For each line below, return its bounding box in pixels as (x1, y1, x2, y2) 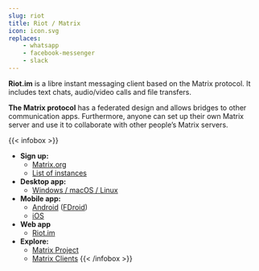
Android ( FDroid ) (31, 202, 88, 211)
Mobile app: (19, 194, 61, 203)
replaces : (8, 34, 42, 43)
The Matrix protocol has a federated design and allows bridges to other (8, 102, 247, 113)
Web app (19, 219, 51, 229)
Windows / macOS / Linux (31, 185, 118, 195)
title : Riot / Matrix (8, 19, 81, 27)
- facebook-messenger (23, 49, 95, 57)
